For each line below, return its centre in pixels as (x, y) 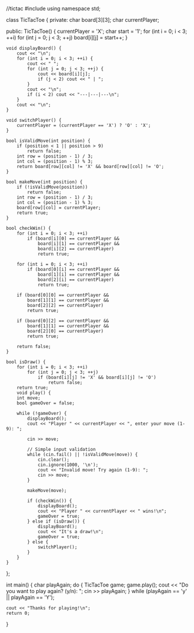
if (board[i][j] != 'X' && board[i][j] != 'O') (97, 377)
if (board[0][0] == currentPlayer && (63, 295)
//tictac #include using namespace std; (53, 9)
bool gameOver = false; (46, 403)
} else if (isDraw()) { (56, 521)
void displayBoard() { (34, 48)
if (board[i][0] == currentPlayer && (73, 239)
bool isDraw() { (26, 362)
